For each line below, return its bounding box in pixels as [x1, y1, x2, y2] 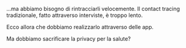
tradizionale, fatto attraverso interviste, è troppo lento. [6, 12, 143, 19]
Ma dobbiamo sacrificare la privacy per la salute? [6, 35, 131, 42]
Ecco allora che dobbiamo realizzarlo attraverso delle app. [6, 24, 154, 30]
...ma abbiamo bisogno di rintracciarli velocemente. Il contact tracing [6, 5, 180, 12]
